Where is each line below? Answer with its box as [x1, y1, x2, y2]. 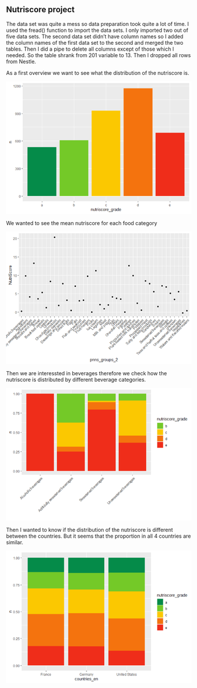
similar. [6, 538, 24, 545]
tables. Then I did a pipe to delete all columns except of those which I [6, 45, 175, 52]
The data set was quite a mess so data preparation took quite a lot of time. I [6, 20, 189, 27]
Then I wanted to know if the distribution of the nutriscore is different [6, 526, 173, 533]
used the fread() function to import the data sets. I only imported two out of [6, 27, 189, 34]
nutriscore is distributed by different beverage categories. [6, 376, 146, 383]
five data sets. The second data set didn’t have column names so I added [6, 32, 183, 40]
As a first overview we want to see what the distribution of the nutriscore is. [6, 69, 189, 76]
